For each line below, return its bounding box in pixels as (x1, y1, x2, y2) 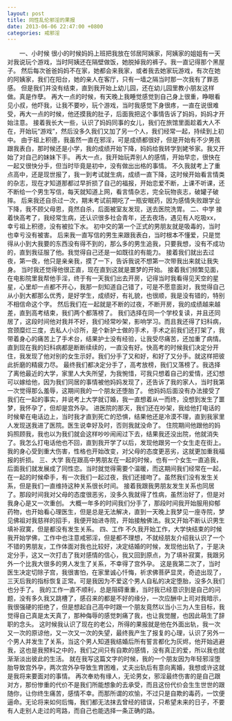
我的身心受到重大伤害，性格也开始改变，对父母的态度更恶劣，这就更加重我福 (7, 447, 225, 455)
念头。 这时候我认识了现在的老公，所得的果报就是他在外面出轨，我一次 (19, 620, 221, 628)
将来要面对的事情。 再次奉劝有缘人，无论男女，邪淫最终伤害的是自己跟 (19, 672, 221, 680)
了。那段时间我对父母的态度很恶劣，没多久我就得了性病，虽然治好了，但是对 (7, 491, 225, 499)
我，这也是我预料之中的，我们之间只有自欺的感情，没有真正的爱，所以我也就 (7, 646, 225, 655)
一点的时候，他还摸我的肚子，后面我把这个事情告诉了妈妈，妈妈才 (30, 110, 219, 118)
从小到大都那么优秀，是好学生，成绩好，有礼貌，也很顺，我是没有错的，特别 (7, 291, 225, 300)
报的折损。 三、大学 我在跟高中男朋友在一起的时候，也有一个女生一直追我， (7, 456, 222, 464)
